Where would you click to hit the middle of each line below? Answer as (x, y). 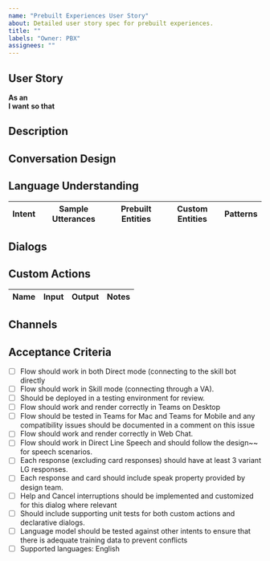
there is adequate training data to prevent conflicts (104, 540)
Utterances (74, 219)
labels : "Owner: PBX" (45, 38)
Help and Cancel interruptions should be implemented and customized (137, 496)
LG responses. (44, 469)
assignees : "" (32, 46)
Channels (33, 325)
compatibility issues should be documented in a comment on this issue (137, 425)
